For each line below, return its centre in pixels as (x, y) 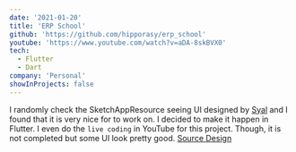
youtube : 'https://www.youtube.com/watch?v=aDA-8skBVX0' (118, 42)
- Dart (30, 68)
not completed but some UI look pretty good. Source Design (121, 138)
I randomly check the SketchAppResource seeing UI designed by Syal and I (149, 109)
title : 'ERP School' (48, 26)
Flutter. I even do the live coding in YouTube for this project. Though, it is (145, 128)
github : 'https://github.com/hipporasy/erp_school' (108, 34)
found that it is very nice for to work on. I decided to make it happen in (139, 119)
